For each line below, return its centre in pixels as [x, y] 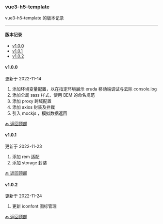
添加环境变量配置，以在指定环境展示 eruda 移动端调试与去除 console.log [84, 89]
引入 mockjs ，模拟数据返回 [40, 113]
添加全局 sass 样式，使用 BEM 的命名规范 [53, 95]
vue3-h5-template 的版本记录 [34, 18]
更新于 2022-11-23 [24, 146]
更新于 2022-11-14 [23, 78]
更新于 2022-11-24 [24, 196]
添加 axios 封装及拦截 [33, 107]
